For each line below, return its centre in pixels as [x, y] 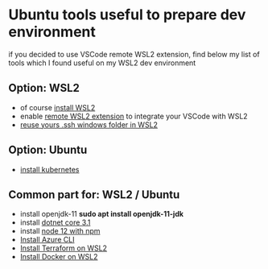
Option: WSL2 [44, 88]
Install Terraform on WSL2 [63, 248]
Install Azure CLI [47, 240]
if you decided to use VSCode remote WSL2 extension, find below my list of [134, 54]
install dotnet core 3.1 [55, 222]
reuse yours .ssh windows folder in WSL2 [89, 124]
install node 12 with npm [60, 231]
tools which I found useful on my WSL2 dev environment [102, 63]
